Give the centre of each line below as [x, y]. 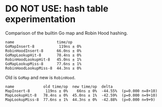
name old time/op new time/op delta [59, 87]
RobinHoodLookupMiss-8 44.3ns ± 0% [43, 68]
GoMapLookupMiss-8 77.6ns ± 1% [43, 64]
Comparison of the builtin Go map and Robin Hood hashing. [66, 33]
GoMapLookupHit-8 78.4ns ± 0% [43, 55]
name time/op [39, 42]
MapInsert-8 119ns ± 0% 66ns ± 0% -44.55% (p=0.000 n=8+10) [81, 91]
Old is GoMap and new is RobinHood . [40, 77]
